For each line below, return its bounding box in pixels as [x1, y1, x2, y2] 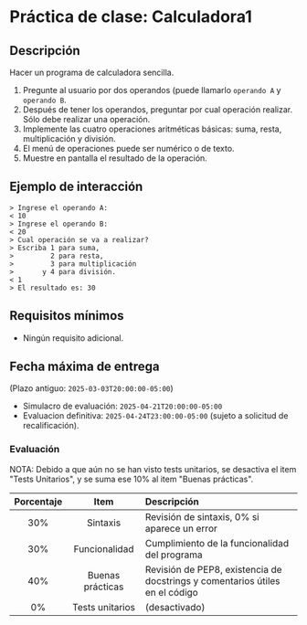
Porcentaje [14, 495, 63, 508]
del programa [144, 548, 203, 561]
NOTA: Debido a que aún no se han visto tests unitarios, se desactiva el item [9, 463, 297, 474]
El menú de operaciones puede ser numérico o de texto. [22, 143, 235, 154]
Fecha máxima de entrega [9, 359, 160, 375]
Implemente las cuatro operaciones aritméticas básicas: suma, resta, [22, 123, 282, 134]
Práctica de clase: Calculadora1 [9, 6, 253, 27]
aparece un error [144, 522, 217, 535]
